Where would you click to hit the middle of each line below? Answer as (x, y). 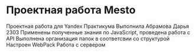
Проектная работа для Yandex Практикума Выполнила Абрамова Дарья (98, 26)
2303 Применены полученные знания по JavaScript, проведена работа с (98, 32)
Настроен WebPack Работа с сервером (56, 45)
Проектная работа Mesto (71, 10)
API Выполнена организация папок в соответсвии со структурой (88, 38)
